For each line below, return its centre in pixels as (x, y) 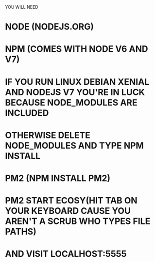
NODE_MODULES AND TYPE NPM (75, 145)
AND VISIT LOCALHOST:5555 (66, 254)
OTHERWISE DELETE (48, 135)
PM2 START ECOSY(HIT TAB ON (71, 201)
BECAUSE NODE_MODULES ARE (71, 102)
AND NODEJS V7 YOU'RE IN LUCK (75, 92)
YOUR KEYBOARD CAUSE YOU (68, 211)
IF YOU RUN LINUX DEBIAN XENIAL (77, 82)
